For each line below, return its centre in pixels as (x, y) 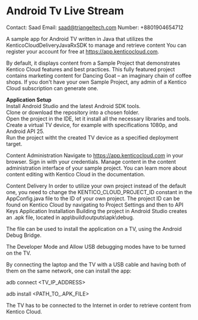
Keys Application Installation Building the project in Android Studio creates (97, 211)
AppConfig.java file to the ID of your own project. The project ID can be (93, 198)
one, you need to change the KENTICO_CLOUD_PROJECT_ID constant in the (99, 192)
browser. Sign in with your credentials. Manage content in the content (91, 161)
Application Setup (29, 100)
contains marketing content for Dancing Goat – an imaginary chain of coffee (99, 75)
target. (14, 144)
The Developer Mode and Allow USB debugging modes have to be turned (96, 246)
